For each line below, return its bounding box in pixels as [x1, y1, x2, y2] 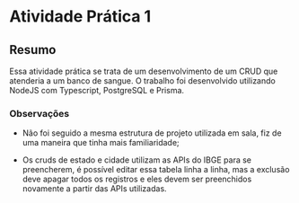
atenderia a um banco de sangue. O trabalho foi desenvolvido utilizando [9, 75, 276, 86]
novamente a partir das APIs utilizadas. [22, 183, 168, 194]
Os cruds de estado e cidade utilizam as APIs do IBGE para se [22, 154, 252, 165]
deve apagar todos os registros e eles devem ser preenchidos [22, 173, 252, 185]
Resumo [9, 42, 57, 57]
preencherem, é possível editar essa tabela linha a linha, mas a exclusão [22, 164, 290, 175]
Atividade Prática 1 [9, 6, 152, 27]
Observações [9, 107, 70, 119]
